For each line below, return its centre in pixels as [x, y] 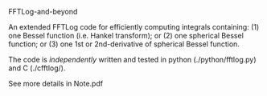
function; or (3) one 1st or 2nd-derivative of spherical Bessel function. [124, 44]
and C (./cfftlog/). [37, 68]
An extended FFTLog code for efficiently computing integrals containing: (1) [134, 27]
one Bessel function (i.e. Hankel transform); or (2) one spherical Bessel [126, 36]
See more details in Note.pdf [55, 84]
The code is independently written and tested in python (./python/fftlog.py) [132, 60]
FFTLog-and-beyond [43, 12]
